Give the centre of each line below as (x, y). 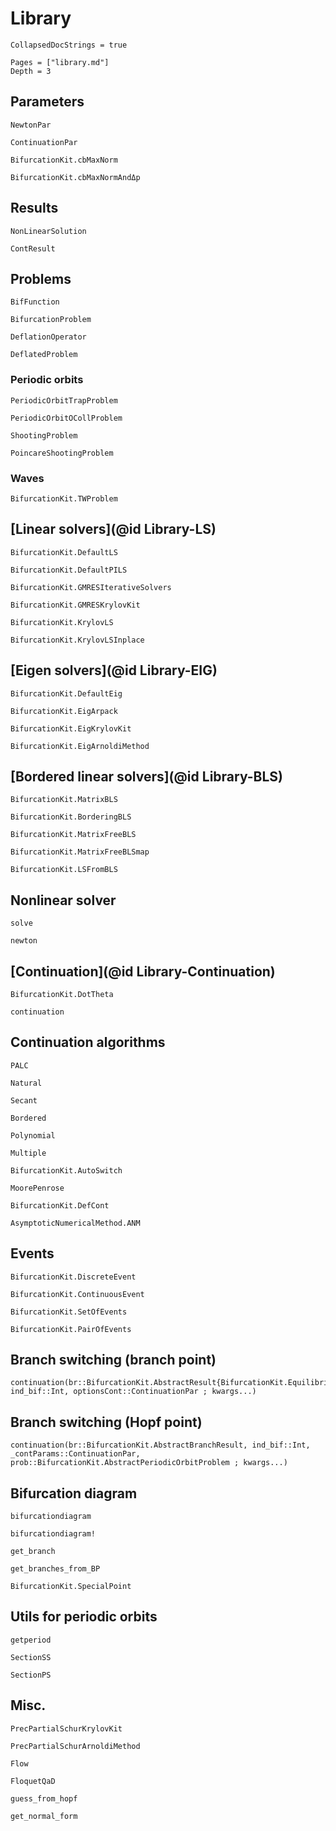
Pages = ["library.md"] (60, 62)
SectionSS (31, 1657)
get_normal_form (44, 1816)
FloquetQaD (33, 1781)
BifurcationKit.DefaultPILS (69, 570)
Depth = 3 (31, 71)
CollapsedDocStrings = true (69, 45)
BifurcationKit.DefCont (60, 1205)
